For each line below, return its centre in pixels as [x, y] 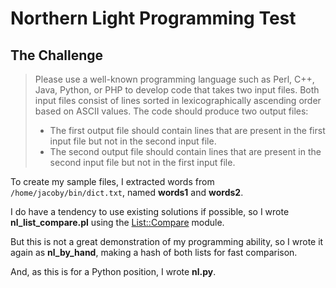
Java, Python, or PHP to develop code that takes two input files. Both [177, 90]
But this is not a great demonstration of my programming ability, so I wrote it [167, 241]
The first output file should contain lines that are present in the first [187, 130]
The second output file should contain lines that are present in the [185, 151]
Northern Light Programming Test [153, 18]
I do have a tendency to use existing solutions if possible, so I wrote [150, 211]
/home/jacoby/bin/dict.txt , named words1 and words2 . [127, 192]
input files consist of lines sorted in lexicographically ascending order [178, 100]
